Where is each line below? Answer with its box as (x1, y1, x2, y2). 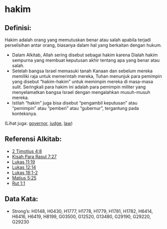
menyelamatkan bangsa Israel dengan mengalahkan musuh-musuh (11, 89, 150, 95)
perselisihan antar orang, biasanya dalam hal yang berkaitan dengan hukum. (4, 42, 162, 48)
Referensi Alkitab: (4, 135, 62, 144)
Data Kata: (4, 195, 38, 203)
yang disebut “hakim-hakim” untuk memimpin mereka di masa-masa (11, 79, 153, 84)
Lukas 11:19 (11, 159, 35, 165)
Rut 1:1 (11, 180, 25, 186)
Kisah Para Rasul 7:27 (11, 153, 57, 159)
